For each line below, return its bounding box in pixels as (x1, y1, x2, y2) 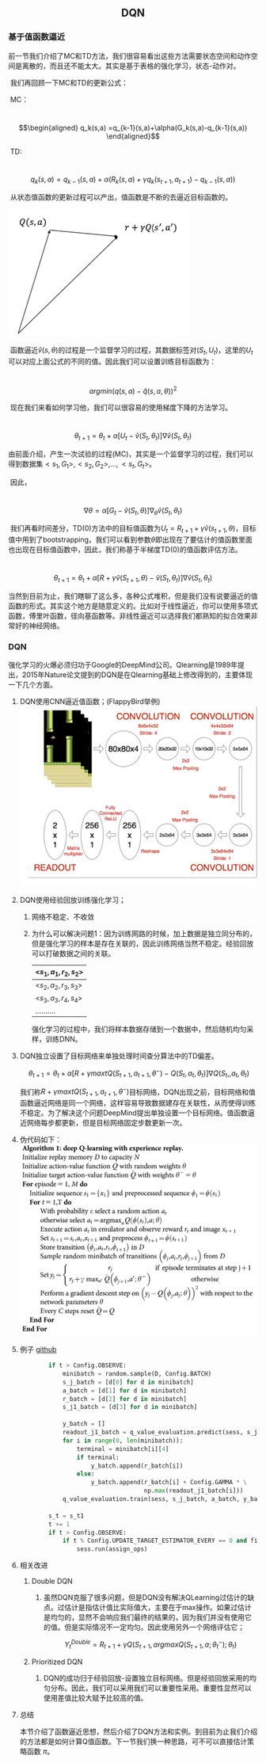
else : (76, 1470, 95, 1478)
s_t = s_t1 (48, 1512, 85, 1520)
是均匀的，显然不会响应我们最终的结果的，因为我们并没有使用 (43, 1613, 245, 1622)
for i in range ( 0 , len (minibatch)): (62, 1437, 184, 1445)
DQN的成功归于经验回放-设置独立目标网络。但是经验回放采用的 (43, 1673, 250, 1682)
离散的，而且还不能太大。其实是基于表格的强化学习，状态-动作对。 (21, 61, 241, 70)
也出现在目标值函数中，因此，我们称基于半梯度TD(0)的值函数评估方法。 (8, 545, 243, 554)
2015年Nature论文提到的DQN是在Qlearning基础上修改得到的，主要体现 (21, 670, 253, 680)
